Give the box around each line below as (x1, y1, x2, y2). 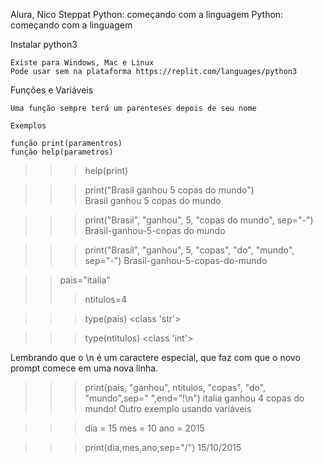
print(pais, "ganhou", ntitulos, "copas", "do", (84, 382, 267, 393)
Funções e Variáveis (10, 84, 94, 96)
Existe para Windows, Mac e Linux (10, 58, 155, 68)
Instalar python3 (10, 39, 78, 50)
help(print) (84, 165, 129, 176)
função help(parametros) (10, 147, 114, 157)
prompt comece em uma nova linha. (10, 362, 159, 374)
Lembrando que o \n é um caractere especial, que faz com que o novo (10, 352, 301, 363)
